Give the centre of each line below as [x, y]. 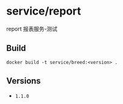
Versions [24, 81]
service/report [44, 11]
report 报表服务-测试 [32, 29]
